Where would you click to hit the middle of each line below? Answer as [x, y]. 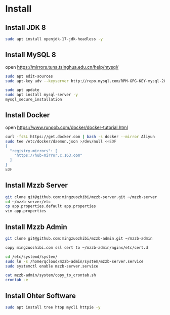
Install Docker [28, 115]
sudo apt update [22, 90]
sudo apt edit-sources [29, 76]
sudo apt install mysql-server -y [42, 95]
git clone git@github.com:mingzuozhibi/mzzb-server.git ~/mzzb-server [81, 197]
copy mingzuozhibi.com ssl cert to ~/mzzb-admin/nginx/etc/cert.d [77, 247]
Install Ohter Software [40, 296]
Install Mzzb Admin [36, 227]
